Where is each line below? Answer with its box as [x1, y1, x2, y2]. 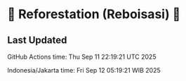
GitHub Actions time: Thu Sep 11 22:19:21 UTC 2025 [7, 52, 157, 61]
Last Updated [7, 34, 67, 46]
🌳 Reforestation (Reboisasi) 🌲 [7, 6, 181, 22]
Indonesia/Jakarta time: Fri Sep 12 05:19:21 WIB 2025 [7, 66, 161, 74]
